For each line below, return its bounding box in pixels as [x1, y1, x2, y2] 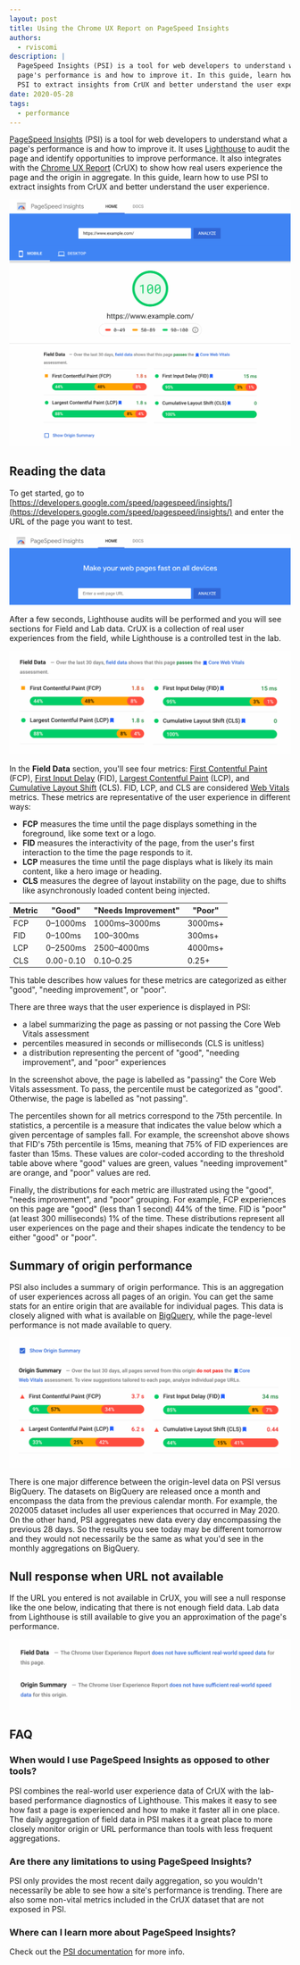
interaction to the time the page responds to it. [21, 847, 194, 858]
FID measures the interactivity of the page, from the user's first [21, 837, 254, 848]
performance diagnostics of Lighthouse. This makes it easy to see [34, 1794, 278, 1805]
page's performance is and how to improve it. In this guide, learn [17, 71, 278, 80]
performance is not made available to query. [9, 1320, 172, 1330]
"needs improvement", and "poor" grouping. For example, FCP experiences [9, 1195, 287, 1205]
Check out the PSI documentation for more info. [9, 1946, 186, 1957]
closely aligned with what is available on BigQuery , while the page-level [9, 1310, 272, 1320]
